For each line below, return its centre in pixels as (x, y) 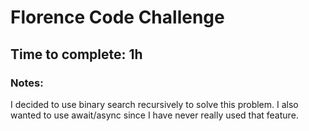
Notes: (27, 83)
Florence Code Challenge (117, 17)
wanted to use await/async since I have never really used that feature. (154, 115)
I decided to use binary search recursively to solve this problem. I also (154, 104)
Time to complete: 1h (76, 54)
